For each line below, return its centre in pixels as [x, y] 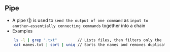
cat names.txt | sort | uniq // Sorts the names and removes [80, 44]
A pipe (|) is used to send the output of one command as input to [80, 20]
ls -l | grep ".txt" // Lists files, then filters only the [88, 40]
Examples [22, 31]
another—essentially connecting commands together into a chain [79, 25]
